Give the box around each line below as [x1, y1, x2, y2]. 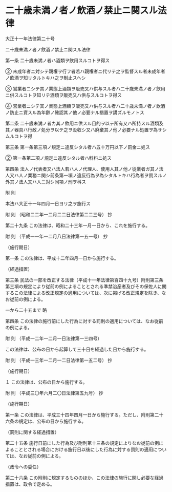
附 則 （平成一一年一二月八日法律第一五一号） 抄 [5, 233, 108, 239]
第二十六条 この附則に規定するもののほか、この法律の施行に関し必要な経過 [5, 475, 164, 481]
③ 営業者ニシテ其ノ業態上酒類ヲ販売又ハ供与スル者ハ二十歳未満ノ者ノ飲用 [5, 85, 165, 91]
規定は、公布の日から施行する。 [18, 418, 86, 424]
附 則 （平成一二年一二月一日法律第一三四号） [5, 335, 102, 342]
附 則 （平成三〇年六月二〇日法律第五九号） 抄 [5, 390, 103, 396]
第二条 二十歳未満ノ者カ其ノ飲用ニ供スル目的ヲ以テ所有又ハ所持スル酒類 [5, 120, 159, 126]
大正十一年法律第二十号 [5, 35, 55, 42]
